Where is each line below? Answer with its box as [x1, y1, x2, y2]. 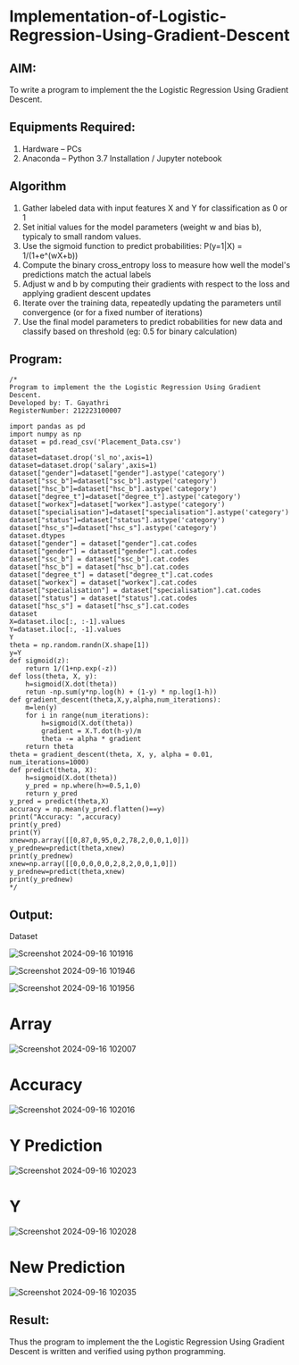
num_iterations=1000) [9, 758, 90, 767]
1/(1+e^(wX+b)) [21, 250, 79, 261]
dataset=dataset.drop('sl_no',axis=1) [9, 454, 154, 462]
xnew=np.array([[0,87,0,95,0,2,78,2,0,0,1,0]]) [9, 836, 190, 845]
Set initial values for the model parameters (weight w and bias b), [21, 221, 262, 232]
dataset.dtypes [9, 531, 66, 541]
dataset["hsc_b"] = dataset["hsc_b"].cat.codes [9, 562, 190, 572]
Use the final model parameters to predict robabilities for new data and [21, 316, 283, 327]
